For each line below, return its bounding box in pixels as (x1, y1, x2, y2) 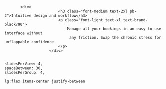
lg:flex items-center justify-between (4, 79, 85, 84)
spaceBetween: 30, (4, 66, 43, 71)
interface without (4, 31, 43, 36)
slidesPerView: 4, (4, 61, 43, 66)
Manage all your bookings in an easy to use (67, 26, 162, 31)
